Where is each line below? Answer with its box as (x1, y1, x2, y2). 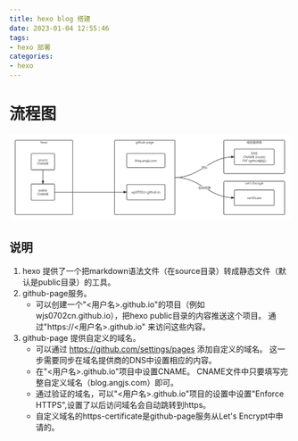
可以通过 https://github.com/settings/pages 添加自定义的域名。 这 (35, 344, 278, 354)
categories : (9, 52, 54, 62)
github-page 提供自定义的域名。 (21, 332, 141, 343)
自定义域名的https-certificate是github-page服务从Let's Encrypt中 (35, 411, 277, 421)
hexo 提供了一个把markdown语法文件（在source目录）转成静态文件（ (21, 265, 279, 276)
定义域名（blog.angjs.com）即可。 (51, 377, 178, 387)
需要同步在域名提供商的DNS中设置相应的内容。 (43, 354, 217, 365)
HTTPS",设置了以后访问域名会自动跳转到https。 (35, 399, 211, 410)
